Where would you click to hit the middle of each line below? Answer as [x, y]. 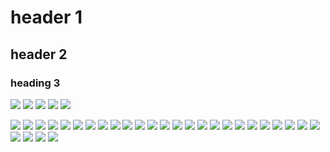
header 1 [46, 17]
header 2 [39, 54]
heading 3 [35, 83]
